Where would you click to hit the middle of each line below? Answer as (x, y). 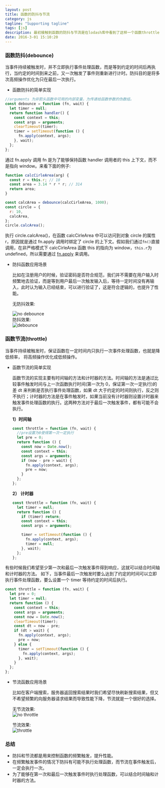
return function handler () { (39, 113)
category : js (18, 19)
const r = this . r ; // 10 (35, 180)
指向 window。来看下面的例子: (40, 166)
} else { (23, 644)
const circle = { (23, 207)
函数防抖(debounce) (29, 55)
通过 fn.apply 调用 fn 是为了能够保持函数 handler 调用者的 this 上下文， (77, 160)
